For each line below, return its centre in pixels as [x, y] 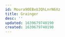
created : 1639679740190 [30, 27]
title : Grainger [22, 14]
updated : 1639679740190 [30, 23]
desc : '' [14, 18]
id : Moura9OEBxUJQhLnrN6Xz [33, 9]
